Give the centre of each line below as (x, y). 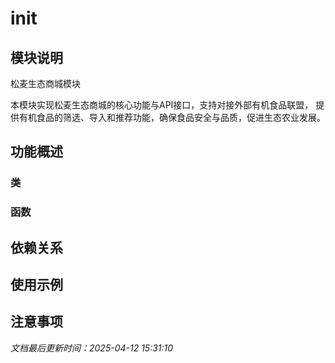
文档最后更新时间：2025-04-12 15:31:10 (92, 348)
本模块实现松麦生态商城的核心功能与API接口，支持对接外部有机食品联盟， (162, 105)
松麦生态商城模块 (45, 83)
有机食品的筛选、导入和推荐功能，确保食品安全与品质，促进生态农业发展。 (172, 117)
